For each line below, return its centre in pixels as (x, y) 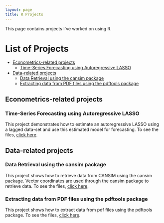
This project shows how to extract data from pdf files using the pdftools (79, 210)
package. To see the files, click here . (43, 215)
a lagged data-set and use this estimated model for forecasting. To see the (82, 129)
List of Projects (37, 49)
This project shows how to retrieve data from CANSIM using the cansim (79, 175)
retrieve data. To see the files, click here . (47, 186)
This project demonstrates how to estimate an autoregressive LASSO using (82, 124)
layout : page (19, 10)
